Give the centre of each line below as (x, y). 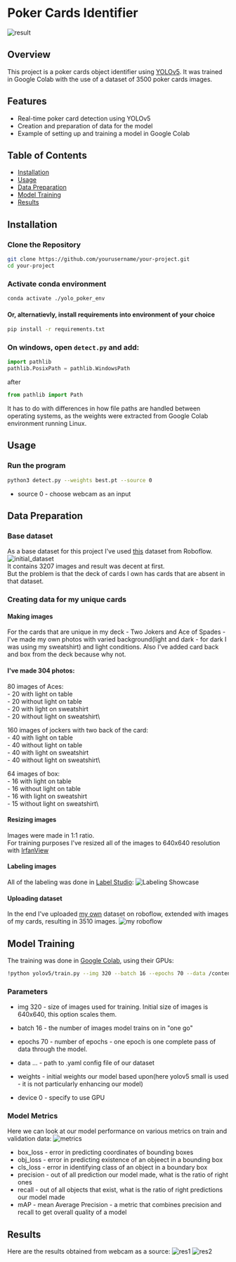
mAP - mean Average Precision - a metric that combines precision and (119, 1205)
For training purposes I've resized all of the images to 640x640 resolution (114, 843)
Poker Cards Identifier (73, 13)
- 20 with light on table (40, 694)
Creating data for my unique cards (67, 599)
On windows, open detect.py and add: (73, 347)
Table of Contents (47, 155)
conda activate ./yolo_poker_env (56, 299)
